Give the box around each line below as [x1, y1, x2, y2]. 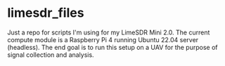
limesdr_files [7, 5, 84, 21]
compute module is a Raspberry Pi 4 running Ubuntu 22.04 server [7, 35, 199, 44]
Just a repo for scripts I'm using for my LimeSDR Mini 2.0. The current [7, 28, 210, 37]
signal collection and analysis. [7, 51, 94, 59]
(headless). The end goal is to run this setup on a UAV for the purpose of [7, 43, 218, 51]
